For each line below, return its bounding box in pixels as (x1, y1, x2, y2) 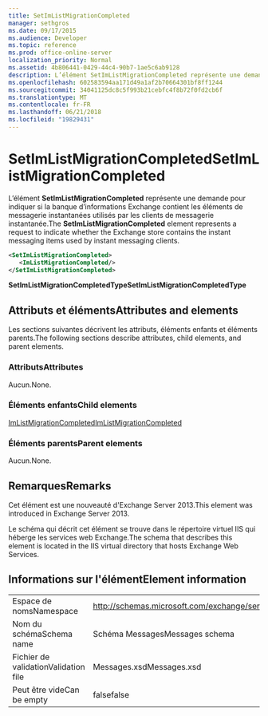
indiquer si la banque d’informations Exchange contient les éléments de (8, 201, 243, 212)
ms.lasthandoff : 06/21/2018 (8, 109, 102, 117)
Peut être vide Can (12, 684, 80, 695)
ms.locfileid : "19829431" (8, 116, 94, 124)
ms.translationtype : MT (8, 93, 88, 101)
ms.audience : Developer (8, 34, 88, 42)
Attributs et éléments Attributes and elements (8, 303, 238, 317)
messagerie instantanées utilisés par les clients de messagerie (8, 210, 214, 220)
